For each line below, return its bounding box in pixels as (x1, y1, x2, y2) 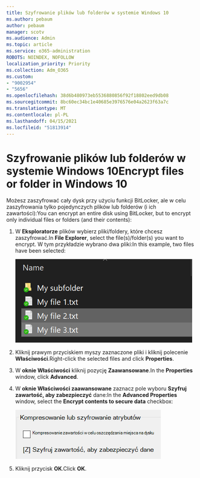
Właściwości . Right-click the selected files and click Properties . (15, 355, 174, 363)
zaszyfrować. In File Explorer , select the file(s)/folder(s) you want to (15, 234, 184, 242)
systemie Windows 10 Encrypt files (6, 164, 184, 178)
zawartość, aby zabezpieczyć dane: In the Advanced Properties (15, 392, 177, 399)
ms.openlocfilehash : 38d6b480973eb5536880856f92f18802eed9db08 (6, 92, 169, 99)
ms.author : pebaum (6, 16, 53, 22)
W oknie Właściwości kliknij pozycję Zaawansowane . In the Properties (15, 367, 193, 374)
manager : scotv (6, 29, 45, 35)
